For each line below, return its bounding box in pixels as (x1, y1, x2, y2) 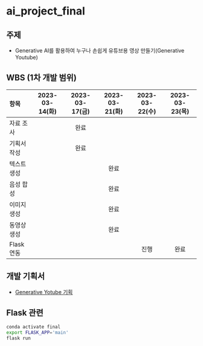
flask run (6, 335, 31, 342)
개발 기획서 (6, 271, 45, 281)
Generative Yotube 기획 (14, 288, 73, 295)
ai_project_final (6, 4, 86, 18)
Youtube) (14, 54, 38, 61)
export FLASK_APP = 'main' (6, 330, 69, 336)
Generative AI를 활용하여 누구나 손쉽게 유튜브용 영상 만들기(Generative (14, 47, 185, 54)
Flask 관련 (6, 308, 43, 318)
